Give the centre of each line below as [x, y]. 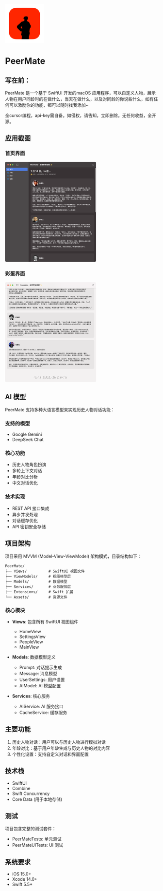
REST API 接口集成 [31, 508]
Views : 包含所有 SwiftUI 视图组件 [45, 621]
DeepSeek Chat [28, 440]
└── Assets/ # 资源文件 [36, 597]
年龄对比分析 [25, 477]
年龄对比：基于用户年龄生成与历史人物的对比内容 [61, 748]
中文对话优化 [25, 483]
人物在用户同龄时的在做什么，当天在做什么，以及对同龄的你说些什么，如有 [79, 99]
